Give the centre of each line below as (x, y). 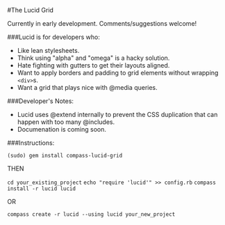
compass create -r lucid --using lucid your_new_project (91, 215)
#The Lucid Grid (31, 10)
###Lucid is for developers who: (54, 37)
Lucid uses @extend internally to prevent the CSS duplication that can (117, 115)
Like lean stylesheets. (48, 51)
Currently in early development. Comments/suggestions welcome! (102, 23)
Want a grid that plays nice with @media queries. (87, 87)
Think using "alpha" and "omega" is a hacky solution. (93, 58)
